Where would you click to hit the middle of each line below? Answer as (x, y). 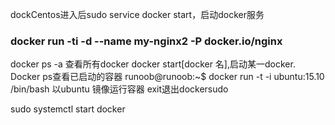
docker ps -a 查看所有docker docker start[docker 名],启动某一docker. (153, 64)
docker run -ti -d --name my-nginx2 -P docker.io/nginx (146, 41)
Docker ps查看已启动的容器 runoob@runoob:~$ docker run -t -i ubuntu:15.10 (167, 77)
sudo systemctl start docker (68, 109)
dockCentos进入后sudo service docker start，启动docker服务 (137, 14)
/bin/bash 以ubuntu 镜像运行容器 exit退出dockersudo (119, 89)
